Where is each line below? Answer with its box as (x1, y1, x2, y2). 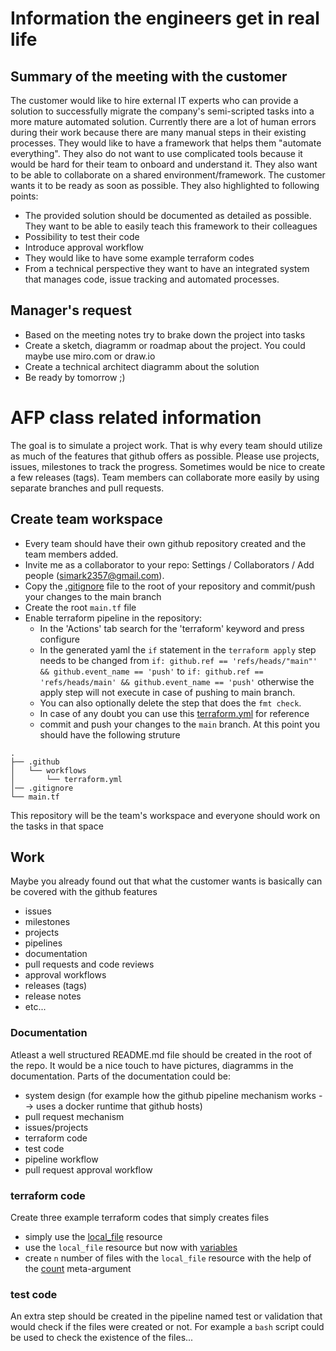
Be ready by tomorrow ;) (24, 371, 126, 383)
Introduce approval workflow (24, 242, 144, 253)
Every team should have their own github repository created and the (24, 537, 307, 549)
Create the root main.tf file (24, 601, 137, 613)
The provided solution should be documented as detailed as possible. (24, 210, 312, 221)
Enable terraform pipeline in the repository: (24, 612, 203, 624)
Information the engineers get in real (10, 7, 320, 30)
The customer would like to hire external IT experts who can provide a (10, 95, 299, 106)
